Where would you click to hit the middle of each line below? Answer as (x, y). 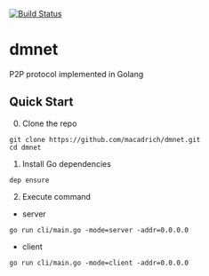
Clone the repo (49, 123)
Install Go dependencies (66, 163)
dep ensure (29, 180)
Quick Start (41, 102)
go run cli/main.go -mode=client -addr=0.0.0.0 (99, 263)
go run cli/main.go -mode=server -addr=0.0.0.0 (99, 230)
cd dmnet (25, 147)
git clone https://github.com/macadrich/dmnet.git (105, 139)
